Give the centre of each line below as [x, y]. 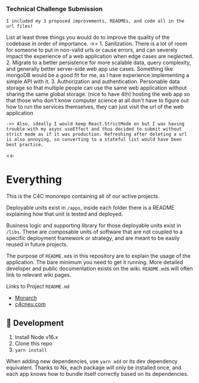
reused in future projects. [37, 245]
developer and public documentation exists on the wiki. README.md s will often [99, 268]
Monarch [26, 298]
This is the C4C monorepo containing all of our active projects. [83, 196]
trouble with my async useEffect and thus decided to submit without [94, 129]
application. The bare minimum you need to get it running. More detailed [95, 262]
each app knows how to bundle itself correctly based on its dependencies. [97, 374]
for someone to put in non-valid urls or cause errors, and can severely [92, 50]
